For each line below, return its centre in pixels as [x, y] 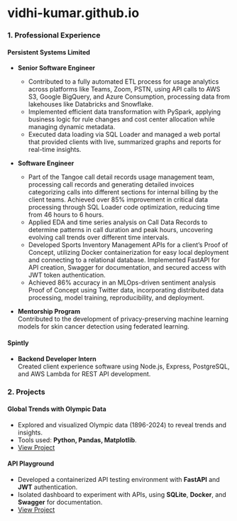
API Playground [31, 464]
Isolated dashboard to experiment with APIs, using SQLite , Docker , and [122, 494]
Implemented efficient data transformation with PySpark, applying [125, 112]
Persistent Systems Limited [49, 52]
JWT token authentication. [67, 275]
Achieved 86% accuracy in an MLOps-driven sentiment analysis [122, 283]
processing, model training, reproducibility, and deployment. [116, 298]
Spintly [18, 343]
